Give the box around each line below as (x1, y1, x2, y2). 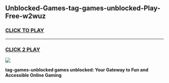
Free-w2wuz (5, 12, 46, 21)
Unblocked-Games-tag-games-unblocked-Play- (5, 4, 161, 13)
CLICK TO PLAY (5, 27, 44, 34)
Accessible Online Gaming (5, 72, 62, 78)
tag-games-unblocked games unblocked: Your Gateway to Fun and (5, 66, 148, 72)
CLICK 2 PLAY (5, 46, 40, 53)
